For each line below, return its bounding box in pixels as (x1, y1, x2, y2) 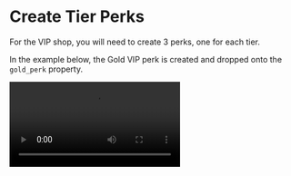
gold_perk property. (9, 64, 84, 74)
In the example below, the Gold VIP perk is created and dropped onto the (9, 54, 283, 64)
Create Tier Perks (9, 6, 145, 27)
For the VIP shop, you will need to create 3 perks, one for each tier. (9, 36, 261, 47)
